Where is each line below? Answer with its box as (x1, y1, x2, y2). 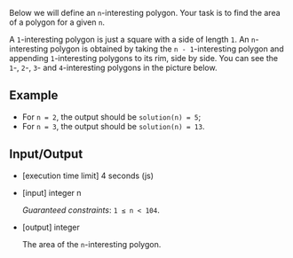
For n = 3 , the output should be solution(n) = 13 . (21, 121, 205, 131)
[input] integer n (21, 187, 82, 198)
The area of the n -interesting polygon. (21, 238, 162, 249)
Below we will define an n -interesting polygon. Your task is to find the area (9, 8, 281, 18)
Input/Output (9, 146, 83, 162)
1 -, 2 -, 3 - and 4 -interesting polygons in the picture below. (9, 62, 218, 73)
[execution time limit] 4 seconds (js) (21, 170, 154, 181)
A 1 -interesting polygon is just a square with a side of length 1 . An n (9, 35, 256, 44)
